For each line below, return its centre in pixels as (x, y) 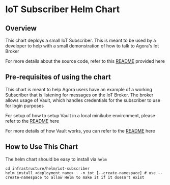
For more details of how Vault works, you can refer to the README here (80, 130)
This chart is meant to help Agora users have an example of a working (79, 89)
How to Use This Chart (42, 147)
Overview (21, 28)
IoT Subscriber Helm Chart (63, 9)
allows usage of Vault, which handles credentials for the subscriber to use (83, 100)
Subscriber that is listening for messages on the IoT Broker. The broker (79, 95)
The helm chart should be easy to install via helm (56, 159)
